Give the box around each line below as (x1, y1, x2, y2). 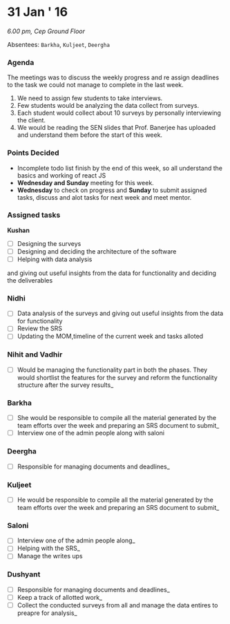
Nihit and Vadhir (7, 350, 63, 359)
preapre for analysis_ (17, 609, 77, 617)
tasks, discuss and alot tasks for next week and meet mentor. (17, 193, 192, 201)
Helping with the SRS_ (17, 544, 81, 553)
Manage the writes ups (17, 552, 83, 560)
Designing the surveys (17, 239, 82, 247)
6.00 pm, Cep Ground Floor (7, 27, 85, 35)
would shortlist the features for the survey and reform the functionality (17, 373, 218, 381)
